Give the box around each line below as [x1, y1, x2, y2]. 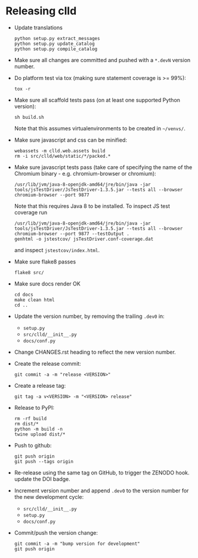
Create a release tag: [14, 382, 66, 389]
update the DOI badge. [14, 475, 71, 482]
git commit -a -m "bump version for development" [14, 541, 141, 547]
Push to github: [14, 442, 52, 449]
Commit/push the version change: [14, 529, 98, 536]
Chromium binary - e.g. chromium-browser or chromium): [14, 170, 156, 177]
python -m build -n [14, 426, 63, 432]
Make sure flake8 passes [14, 258, 76, 265]
